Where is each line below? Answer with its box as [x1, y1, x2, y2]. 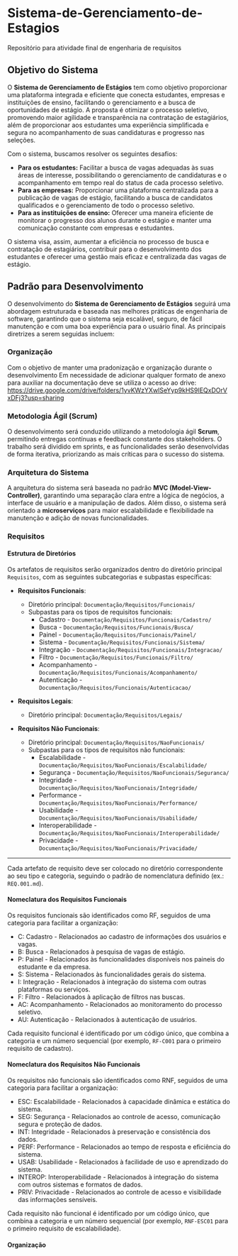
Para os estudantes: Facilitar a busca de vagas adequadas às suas [17, 163, 214, 172]
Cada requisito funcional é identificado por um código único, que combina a [7, 1029, 229, 1037]
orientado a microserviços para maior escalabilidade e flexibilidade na [7, 506, 214, 515]
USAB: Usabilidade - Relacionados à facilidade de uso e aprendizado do [17, 1157, 229, 1166]
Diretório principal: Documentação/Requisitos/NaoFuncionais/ [28, 738, 205, 747]
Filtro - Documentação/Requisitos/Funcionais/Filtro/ [38, 653, 193, 661]
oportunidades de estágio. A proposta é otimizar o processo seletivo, [7, 105, 209, 114]
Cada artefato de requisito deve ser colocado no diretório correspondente [7, 864, 223, 872]
